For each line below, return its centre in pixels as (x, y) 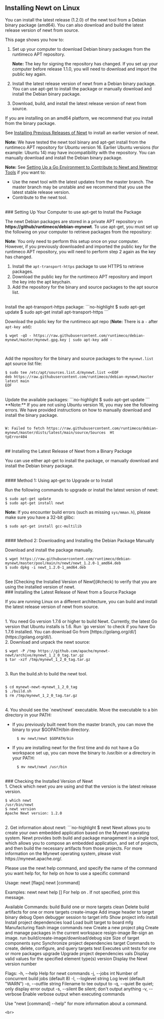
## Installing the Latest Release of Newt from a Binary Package (69, 451)
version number (21, 964)
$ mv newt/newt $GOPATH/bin (45, 738)
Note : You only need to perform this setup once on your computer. (72, 241)
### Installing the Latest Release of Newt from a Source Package (71, 592)
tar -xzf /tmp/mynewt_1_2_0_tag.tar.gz (50, 659)
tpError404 (16, 437)
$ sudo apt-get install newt (35, 503)
